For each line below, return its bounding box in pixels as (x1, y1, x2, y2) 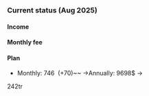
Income (7, 23, 30, 31)
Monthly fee (7, 38, 43, 47)
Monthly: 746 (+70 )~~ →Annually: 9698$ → (16, 69, 143, 77)
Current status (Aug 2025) (7, 5, 98, 15)
